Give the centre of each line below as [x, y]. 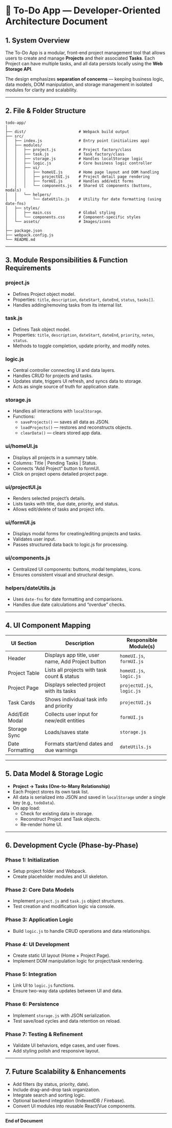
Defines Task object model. [41, 329]
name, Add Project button [76, 661]
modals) [14, 190]
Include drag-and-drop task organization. [56, 1089]
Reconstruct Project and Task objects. [60, 819]
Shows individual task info [76, 699]
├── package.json [24, 231]
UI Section [24, 643]
